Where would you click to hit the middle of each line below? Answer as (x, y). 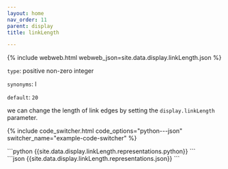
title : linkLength (33, 32)
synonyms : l (22, 84)
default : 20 (23, 97)
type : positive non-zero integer (51, 71)
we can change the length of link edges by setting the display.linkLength (111, 110)
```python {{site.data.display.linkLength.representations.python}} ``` (101, 151)
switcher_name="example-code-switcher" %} (72, 138)
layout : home (26, 13)
